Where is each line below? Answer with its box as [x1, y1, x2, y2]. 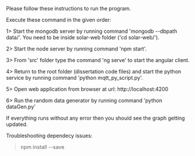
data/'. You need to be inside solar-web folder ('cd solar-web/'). [6, 34, 160, 40]
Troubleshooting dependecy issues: [6, 132, 93, 139]
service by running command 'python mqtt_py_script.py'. [6, 74, 143, 81]
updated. [6, 121, 28, 128]
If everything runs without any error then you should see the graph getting [6, 114, 186, 121]
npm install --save [20, 144, 64, 150]
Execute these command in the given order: [6, 16, 111, 23]
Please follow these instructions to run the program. [6, 5, 131, 12]
